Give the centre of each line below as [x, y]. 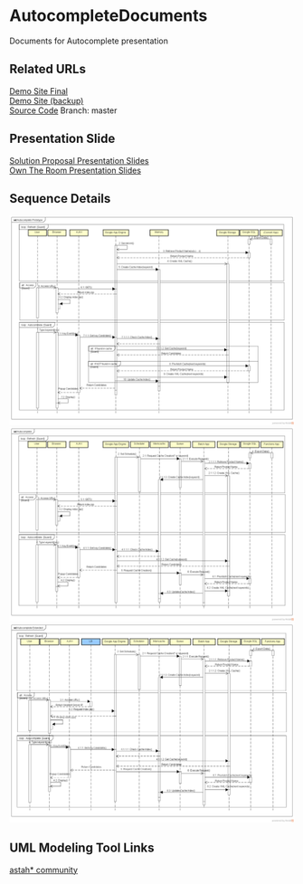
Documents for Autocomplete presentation [89, 41]
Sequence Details [60, 199]
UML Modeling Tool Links [82, 848]
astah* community [44, 870]
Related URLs [47, 69]
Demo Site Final [38, 90]
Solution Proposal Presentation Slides [79, 160]
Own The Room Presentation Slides [76, 170]
